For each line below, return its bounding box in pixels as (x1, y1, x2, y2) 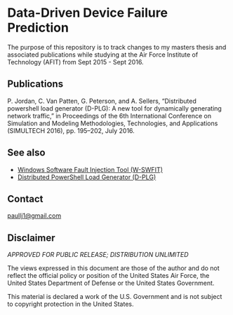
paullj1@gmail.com (7, 211, 62, 220)
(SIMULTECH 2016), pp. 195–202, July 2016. (7, 126, 135, 134)
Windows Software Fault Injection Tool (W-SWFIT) (17, 165, 164, 174)
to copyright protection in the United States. (7, 300, 134, 309)
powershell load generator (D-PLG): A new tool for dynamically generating (7, 104, 222, 113)
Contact (7, 192, 44, 204)
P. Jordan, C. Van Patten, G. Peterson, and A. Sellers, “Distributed (7, 97, 197, 105)
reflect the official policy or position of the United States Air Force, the (7, 272, 210, 280)
